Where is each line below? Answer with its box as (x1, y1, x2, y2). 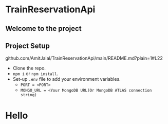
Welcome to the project (5, 24, 82, 33)
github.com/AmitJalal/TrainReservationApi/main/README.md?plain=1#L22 (5, 55, 163, 61)
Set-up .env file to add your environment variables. (12, 76, 121, 82)
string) (20, 93, 37, 98)
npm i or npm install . (12, 70, 58, 77)
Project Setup (5, 41, 50, 50)
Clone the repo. (12, 65, 46, 72)
